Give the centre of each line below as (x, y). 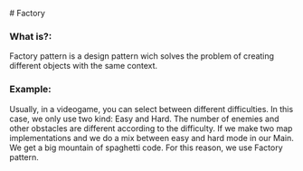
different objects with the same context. (84, 66)
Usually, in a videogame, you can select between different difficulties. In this (151, 109)
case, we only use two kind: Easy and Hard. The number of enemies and (144, 119)
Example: (30, 90)
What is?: (31, 36)
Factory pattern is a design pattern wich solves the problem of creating (142, 56)
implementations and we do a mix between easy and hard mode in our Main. (151, 138)
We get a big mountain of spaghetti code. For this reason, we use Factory (146, 147)
